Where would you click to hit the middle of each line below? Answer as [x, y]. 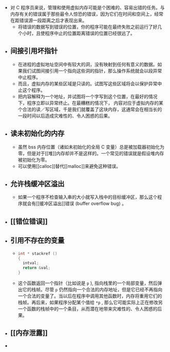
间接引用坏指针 [34, 51]
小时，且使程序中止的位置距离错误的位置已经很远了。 [79, 33]
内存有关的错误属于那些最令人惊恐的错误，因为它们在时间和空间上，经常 [87, 14]
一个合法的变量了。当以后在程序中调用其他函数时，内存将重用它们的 [90, 296]
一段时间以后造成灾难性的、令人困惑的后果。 [65, 116]
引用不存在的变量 [37, 240]
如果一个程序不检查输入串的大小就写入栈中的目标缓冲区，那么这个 [88, 197]
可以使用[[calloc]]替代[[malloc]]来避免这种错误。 [69, 166]
